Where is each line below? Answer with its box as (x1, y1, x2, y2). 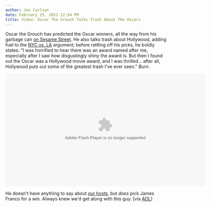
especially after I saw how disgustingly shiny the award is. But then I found (5, 53, 163, 59)
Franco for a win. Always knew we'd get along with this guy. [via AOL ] (5, 196, 153, 202)
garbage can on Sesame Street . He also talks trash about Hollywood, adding (5, 36, 166, 42)
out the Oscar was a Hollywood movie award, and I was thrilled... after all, (5, 58, 160, 64)
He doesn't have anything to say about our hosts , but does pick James (5, 190, 155, 197)
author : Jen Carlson (5, 7, 50, 13)
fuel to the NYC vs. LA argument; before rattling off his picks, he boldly (5, 42, 155, 48)
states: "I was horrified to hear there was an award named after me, (5, 47, 148, 54)
